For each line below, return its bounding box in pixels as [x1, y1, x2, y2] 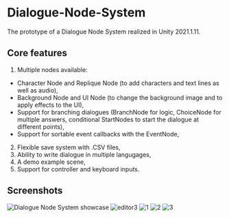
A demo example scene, [16, 158, 86, 166]
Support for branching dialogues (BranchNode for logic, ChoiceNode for [16, 108, 221, 116]
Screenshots [7, 185, 63, 197]
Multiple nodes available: [16, 65, 88, 73]
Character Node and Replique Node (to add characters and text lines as [16, 79, 219, 87]
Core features [7, 47, 67, 59]
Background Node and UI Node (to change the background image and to [16, 93, 223, 101]
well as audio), [16, 86, 58, 94]
